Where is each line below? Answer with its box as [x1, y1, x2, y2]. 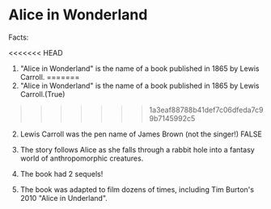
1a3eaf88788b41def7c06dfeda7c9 [149, 105, 264, 115]
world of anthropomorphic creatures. [19, 153, 144, 163]
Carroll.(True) [19, 89, 66, 98]
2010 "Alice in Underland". [19, 193, 108, 203]
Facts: [8, 32, 29, 42]
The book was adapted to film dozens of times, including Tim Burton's [19, 184, 255, 194]
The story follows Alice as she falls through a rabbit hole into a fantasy [19, 144, 255, 154]
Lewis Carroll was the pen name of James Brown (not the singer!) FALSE [19, 129, 263, 139]
